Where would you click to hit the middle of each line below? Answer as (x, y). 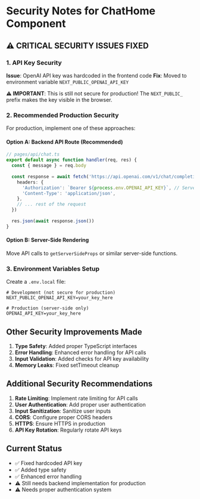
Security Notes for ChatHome (81, 11)
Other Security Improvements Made (74, 332)
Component (36, 24)
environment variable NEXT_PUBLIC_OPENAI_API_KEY (68, 82)
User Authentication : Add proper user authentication (80, 404)
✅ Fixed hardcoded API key (49, 463)
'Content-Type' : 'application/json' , (69, 193)
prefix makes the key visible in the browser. (59, 100)
